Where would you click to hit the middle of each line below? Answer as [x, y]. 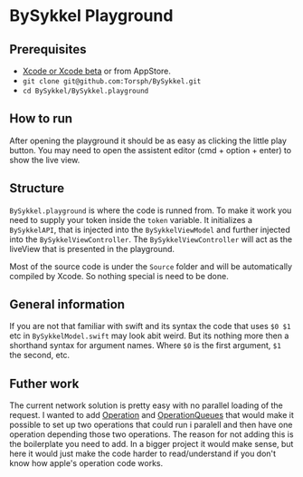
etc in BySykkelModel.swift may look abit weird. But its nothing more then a [149, 336]
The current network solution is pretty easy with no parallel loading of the [146, 405]
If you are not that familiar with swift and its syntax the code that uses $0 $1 [150, 326]
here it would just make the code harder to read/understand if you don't [143, 453]
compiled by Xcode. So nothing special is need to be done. [119, 276]
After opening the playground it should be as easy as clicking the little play [148, 141]
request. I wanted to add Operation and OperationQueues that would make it [151, 415]
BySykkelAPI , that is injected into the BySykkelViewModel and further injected [150, 229]
